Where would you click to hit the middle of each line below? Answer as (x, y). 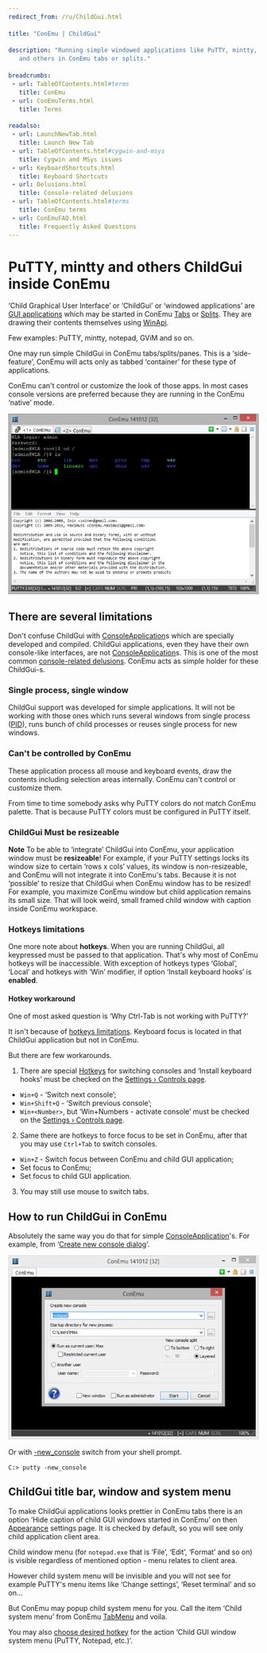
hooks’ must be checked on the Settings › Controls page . (113, 1079)
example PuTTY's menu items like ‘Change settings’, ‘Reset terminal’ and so (132, 1584)
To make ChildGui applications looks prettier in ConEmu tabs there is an (126, 1511)
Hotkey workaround (42, 998)
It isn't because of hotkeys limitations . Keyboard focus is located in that (125, 1032)
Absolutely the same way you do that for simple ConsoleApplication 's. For (129, 1236)
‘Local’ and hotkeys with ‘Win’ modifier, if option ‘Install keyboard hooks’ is (130, 972)
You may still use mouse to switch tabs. (84, 1192)
